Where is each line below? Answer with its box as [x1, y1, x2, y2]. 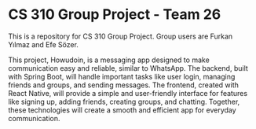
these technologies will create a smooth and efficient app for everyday [8, 105, 237, 115]
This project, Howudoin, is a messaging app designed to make [8, 55, 210, 64]
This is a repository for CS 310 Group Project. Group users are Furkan [8, 31, 233, 41]
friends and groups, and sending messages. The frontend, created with [8, 80, 240, 90]
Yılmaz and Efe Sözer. [8, 39, 79, 49]
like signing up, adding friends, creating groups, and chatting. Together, [8, 97, 240, 106]
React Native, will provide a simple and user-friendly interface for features [8, 88, 248, 98]
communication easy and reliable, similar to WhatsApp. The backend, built [8, 63, 249, 72]
